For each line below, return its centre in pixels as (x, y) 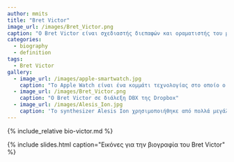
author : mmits (28, 14)
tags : (15, 59)
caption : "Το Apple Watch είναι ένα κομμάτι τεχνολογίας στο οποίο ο (123, 85)
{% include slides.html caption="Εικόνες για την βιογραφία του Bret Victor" (116, 145)
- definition (32, 53)
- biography (31, 46)
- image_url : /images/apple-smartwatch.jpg (77, 79)
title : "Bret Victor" (39, 20)
